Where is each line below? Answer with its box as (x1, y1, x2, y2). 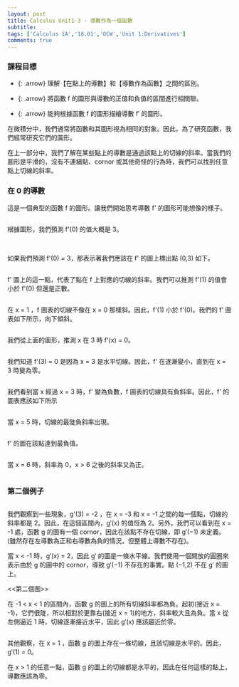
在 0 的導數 (7, 186, 46, 196)
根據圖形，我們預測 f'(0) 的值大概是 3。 (7, 225, 123, 234)
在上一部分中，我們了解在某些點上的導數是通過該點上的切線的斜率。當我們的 (7, 149, 232, 157)
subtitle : (7, 23, 37, 31)
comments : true (7, 37, 53, 44)
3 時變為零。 (7, 366, 45, 374)
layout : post (7, 10, 46, 18)
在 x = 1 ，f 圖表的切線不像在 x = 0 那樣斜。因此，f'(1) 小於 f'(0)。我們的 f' (7, 305, 224, 314)
